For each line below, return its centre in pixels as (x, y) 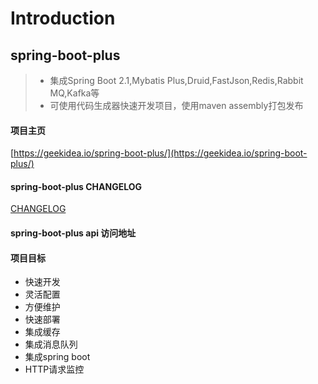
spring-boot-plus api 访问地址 (73, 233)
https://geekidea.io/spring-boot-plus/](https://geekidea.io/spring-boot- (160, 153)
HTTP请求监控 (54, 369)
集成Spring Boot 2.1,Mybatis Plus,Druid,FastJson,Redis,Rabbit (176, 80)
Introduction (63, 18)
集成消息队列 (51, 344)
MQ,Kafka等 (74, 93)
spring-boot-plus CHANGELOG (76, 186)
